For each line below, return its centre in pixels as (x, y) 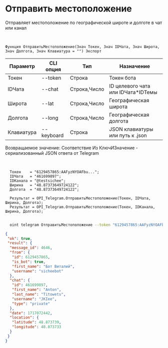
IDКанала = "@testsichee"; (38, 181)
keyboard (53, 135)
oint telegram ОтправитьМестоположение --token (60, 225)
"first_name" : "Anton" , (36, 290)
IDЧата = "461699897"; (35, 176)
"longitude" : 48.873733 (36, 327)
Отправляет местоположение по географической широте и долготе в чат (84, 23)
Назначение (134, 66)
